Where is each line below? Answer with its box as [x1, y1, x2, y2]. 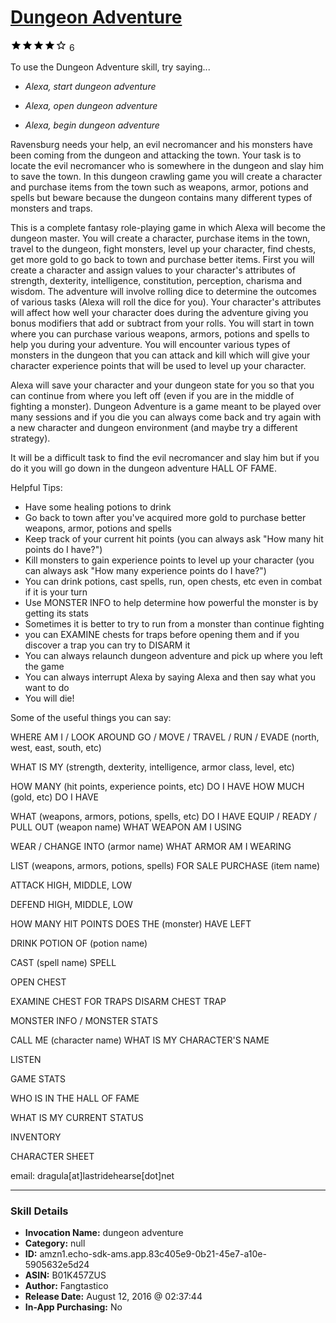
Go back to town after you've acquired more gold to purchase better [24, 511, 307, 523]
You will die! [24, 692, 75, 704]
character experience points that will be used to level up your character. [10, 359, 307, 371]
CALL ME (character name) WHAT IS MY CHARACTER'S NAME [10, 1034, 270, 1046]
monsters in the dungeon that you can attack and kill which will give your [10, 349, 311, 361]
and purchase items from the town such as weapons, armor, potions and [10, 181, 309, 193]
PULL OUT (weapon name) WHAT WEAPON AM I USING [10, 821, 243, 833]
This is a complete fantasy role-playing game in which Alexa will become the [10, 221, 326, 233]
